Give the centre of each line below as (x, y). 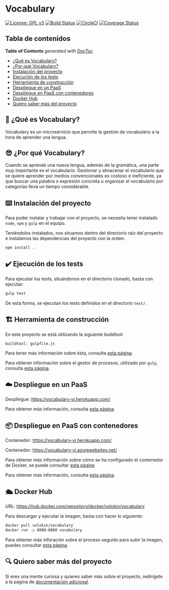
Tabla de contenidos (38, 39)
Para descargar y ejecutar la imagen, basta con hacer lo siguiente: (74, 516)
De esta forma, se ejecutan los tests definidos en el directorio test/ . (76, 303)
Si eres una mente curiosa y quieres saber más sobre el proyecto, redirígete (84, 576)
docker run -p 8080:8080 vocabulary (44, 530)
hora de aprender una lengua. (36, 137)
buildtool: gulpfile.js (30, 344)
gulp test (16, 293)
